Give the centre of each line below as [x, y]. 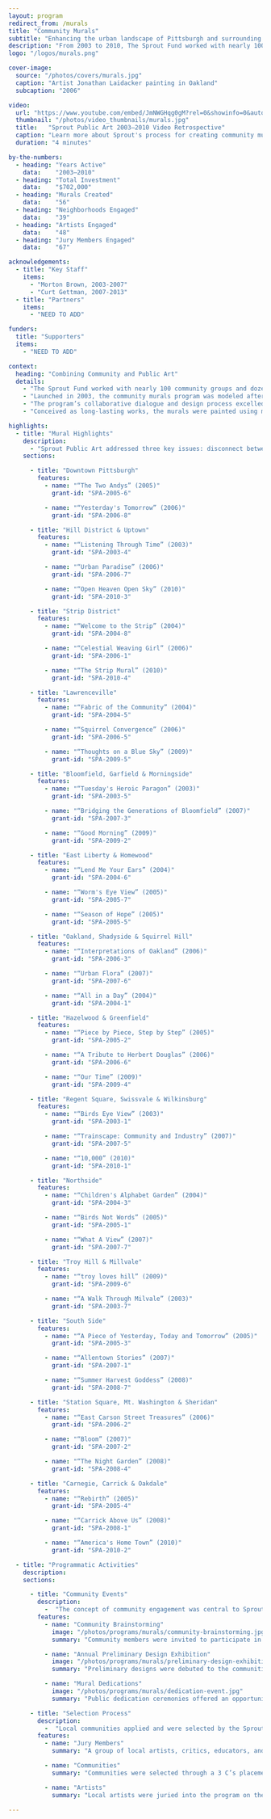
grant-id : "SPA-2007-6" [91, 981]
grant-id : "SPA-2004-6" [91, 878]
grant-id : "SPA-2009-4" [91, 1084]
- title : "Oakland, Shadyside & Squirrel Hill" [111, 937]
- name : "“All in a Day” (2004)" [100, 996]
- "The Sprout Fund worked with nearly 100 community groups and [135, 389]
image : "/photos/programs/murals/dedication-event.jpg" [147, 1691]
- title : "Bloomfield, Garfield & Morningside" [111, 774]
